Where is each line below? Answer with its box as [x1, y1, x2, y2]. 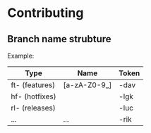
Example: [7, 51, 35, 60]
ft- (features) [11, 80, 55, 89]
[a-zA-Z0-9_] [63, 80, 112, 89]
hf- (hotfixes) [11, 91, 56, 101]
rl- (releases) [11, 103, 56, 113]
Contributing [7, 5, 84, 21]
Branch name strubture [7, 33, 111, 45]
